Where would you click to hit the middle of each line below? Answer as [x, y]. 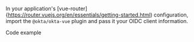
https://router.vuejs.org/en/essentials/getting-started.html [79, 15]
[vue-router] [72, 9]
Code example [24, 33]
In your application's [31, 9]
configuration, [171, 15]
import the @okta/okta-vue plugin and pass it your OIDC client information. [97, 21]
